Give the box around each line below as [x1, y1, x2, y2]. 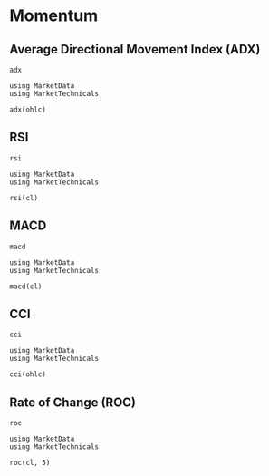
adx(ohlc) [9, 105, 47, 114]
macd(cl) [9, 282, 43, 291]
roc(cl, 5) [9, 459, 51, 468]
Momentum [9, 5, 99, 26]
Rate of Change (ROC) [9, 394, 137, 410]
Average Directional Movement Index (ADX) [9, 42, 261, 57]
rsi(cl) [9, 193, 39, 202]
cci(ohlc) [9, 370, 47, 379]
